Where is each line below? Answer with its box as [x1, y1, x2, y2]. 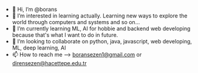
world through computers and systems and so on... [12, 19, 140, 25]
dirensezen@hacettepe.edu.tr [12, 60, 87, 66]
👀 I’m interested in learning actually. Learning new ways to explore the [12, 12, 188, 19]
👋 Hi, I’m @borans [12, 6, 58, 13]
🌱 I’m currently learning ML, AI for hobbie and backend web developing [12, 25, 191, 32]
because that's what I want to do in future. [12, 31, 118, 39]
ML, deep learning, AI [12, 44, 66, 51]
